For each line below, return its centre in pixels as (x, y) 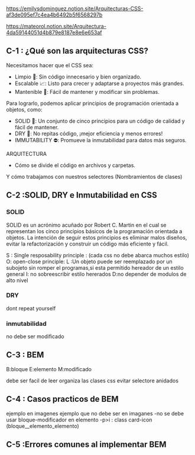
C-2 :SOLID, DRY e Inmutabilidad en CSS (82, 195)
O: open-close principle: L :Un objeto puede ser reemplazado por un (89, 261)
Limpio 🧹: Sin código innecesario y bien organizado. (78, 77)
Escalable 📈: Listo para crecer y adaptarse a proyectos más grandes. (99, 83)
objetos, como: (24, 109)
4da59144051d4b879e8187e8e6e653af (54, 32)
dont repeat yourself (31, 308)
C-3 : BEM (25, 355)
